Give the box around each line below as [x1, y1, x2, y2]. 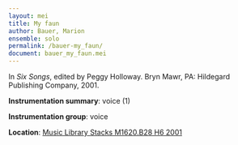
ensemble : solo [8, 34, 60, 43]
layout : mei [8, 11, 49, 20]
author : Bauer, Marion [8, 27, 85, 35]
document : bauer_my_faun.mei [8, 49, 107, 58]
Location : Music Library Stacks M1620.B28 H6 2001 [8, 127, 182, 137]
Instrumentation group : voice [8, 112, 108, 122]
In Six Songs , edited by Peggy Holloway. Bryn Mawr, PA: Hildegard [8, 72, 231, 81]
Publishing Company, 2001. [8, 80, 100, 90]
